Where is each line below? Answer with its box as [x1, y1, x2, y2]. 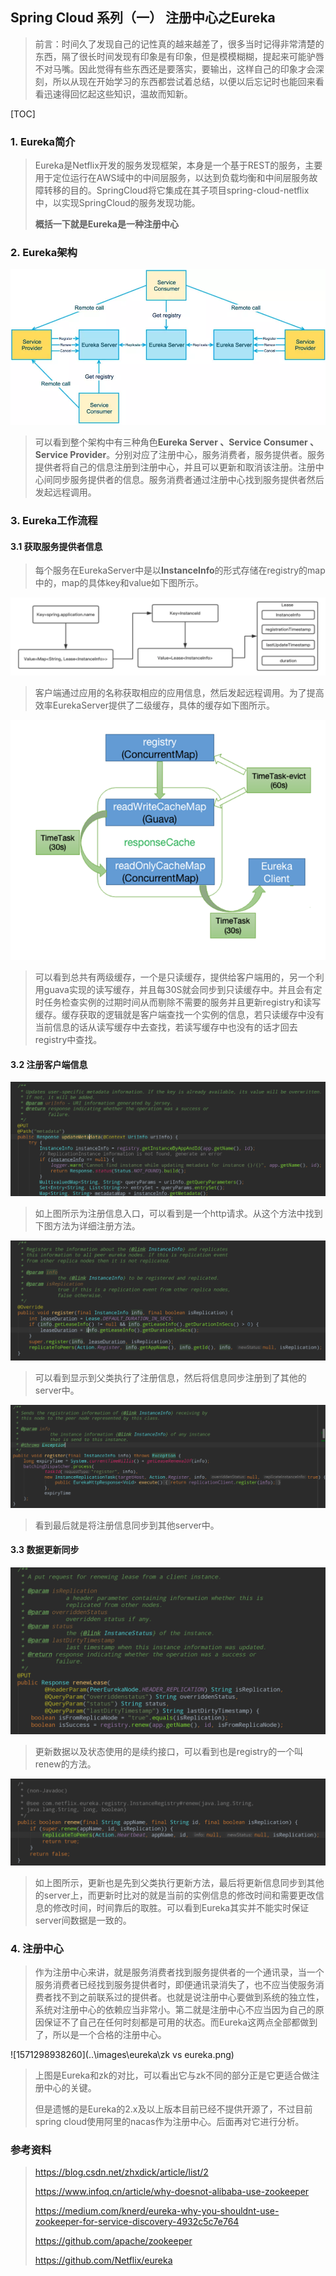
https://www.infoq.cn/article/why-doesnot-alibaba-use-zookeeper [34, 2186, 310, 2198]
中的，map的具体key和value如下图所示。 [34, 577, 205, 589]
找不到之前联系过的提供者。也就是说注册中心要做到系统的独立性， [52, 1991, 325, 2003]
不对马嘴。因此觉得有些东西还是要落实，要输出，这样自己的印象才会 [34, 63, 316, 75]
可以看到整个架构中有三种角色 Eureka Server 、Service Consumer [34, 436, 308, 448]
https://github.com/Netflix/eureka [34, 2254, 173, 2267]
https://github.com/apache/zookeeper [34, 2235, 193, 2247]
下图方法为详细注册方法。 [34, 1220, 141, 1232]
